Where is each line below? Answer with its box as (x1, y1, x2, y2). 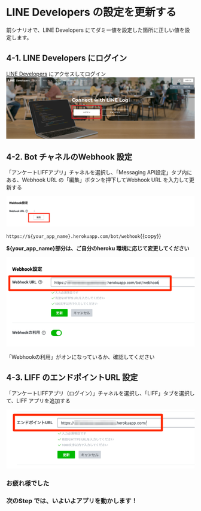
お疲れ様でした (6, 479, 50, 488)
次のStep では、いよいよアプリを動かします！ (6, 497, 138, 505)
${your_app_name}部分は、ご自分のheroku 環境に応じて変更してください (6, 244, 190, 252)
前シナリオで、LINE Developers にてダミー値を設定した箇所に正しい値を (6, 26, 185, 34)
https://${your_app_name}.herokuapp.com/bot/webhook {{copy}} (6, 232, 162, 240)
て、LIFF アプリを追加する (6, 397, 71, 404)
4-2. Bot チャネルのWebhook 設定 (6, 152, 133, 162)
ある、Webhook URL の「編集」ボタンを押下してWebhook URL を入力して (6, 176, 190, 183)
